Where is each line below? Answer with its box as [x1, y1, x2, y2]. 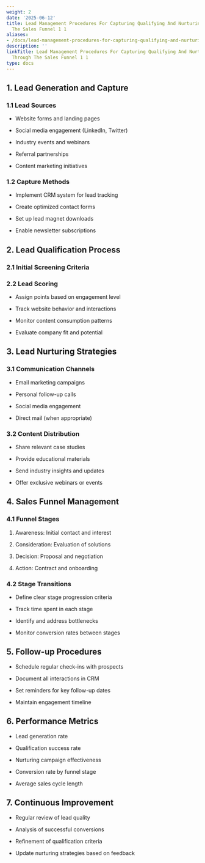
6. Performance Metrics [6, 716, 99, 727]
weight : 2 [6, 9, 32, 15]
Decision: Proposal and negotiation [15, 553, 104, 560]
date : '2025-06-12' [6, 15, 56, 21]
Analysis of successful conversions [15, 826, 105, 833]
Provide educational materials [15, 455, 90, 463]
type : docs [6, 60, 34, 66]
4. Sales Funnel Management [6, 496, 119, 507]
